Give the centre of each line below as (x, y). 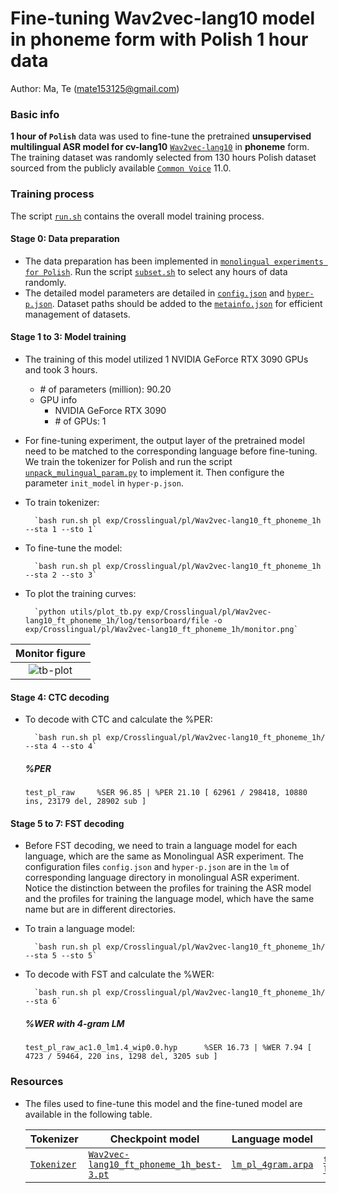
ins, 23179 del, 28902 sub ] (85, 802)
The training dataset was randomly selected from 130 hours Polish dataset (163, 158)
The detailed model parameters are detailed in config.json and (154, 293)
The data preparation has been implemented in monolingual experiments (174, 261)
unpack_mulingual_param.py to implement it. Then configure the (154, 472)
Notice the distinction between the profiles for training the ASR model (168, 888)
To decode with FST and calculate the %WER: (119, 974)
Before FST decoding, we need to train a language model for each (161, 846)
